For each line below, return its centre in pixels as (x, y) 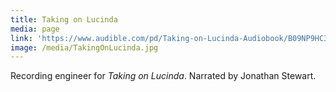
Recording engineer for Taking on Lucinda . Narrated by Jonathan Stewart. (163, 76)
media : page (35, 29)
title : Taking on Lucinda (64, 19)
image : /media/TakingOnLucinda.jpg (84, 47)
